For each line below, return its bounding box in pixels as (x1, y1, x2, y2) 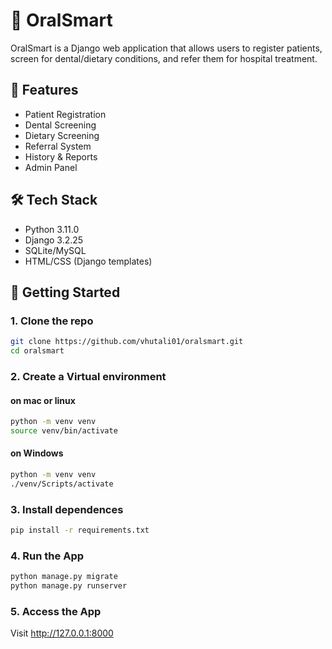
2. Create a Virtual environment (10, 369, 167, 383)
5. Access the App (10, 604, 102, 618)
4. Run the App (10, 549, 85, 563)
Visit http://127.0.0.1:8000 (10, 627, 114, 639)
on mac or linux (10, 394, 76, 406)
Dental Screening (24, 119, 97, 131)
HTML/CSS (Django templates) (24, 255, 153, 267)
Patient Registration (24, 108, 107, 120)
